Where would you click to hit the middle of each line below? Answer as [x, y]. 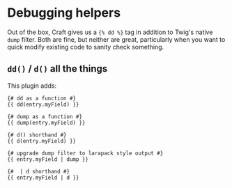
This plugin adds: [32, 86]
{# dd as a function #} [42, 98]
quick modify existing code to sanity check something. [86, 47]
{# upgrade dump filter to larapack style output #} [85, 153]
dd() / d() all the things [57, 69]
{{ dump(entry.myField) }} [46, 123]
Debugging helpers [64, 13]
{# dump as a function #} [45, 116]
